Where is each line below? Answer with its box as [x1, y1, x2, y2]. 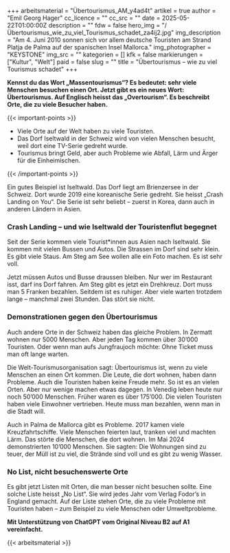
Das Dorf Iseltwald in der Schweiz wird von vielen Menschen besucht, [16, 134, 216, 143]
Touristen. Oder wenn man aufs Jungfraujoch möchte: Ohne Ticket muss [7, 342, 214, 351]
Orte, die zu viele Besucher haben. [7, 101, 108, 108]
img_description [175, 28, 221, 36]
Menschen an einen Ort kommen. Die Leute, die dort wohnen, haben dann [7, 371, 216, 379]
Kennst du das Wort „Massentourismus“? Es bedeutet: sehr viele [7, 79, 197, 86]
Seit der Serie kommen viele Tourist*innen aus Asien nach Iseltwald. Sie [7, 238, 211, 246]
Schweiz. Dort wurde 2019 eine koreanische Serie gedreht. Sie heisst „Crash [7, 190, 224, 198]
